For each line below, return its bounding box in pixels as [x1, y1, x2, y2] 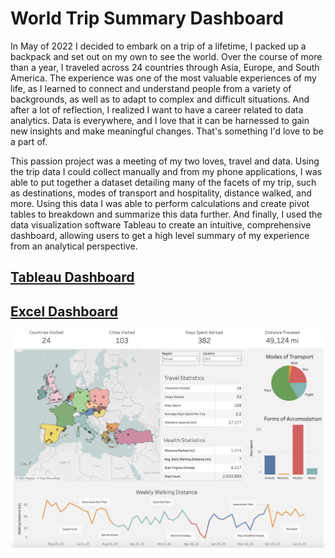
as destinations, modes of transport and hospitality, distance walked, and [10, 187, 312, 199]
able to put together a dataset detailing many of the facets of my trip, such [10, 176, 317, 188]
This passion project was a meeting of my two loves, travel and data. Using [10, 155, 320, 167]
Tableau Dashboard [10, 269, 135, 286]
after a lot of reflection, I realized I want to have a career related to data [10, 103, 304, 116]
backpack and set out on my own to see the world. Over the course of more [10, 50, 323, 62]
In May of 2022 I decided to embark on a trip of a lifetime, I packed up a [10, 40, 307, 52]
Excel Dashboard [10, 303, 119, 320]
